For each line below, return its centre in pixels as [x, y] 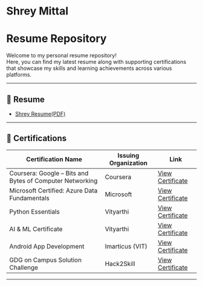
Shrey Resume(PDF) [40, 113]
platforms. [19, 75]
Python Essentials [35, 211]
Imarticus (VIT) [126, 246]
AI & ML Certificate [36, 229]
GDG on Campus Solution [46, 259]
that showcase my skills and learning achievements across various [89, 68]
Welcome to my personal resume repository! [61, 56]
